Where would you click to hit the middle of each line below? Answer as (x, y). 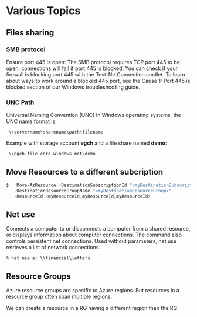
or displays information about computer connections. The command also (94, 235)
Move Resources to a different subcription (85, 172)
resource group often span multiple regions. (59, 297)
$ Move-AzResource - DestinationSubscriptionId (67, 185)
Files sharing (30, 33)
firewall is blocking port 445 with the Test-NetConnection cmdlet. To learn (96, 74)
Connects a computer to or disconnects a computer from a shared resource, (98, 229)
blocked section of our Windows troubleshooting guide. (73, 87)
